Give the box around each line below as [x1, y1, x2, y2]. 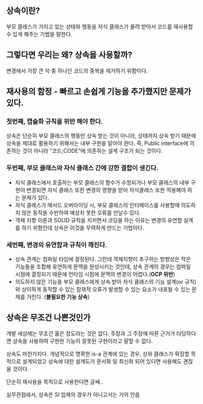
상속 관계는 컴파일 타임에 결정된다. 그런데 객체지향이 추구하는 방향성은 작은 [14, 255, 192, 263]
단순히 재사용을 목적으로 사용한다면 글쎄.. [6, 378, 103, 385]
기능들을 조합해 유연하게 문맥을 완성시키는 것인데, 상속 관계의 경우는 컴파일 [14, 263, 192, 270]
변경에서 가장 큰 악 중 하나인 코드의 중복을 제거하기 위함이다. [6, 67, 148, 74]
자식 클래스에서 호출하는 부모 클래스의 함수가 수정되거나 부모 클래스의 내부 [14, 179, 190, 186]
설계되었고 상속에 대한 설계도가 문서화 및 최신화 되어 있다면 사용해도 [22, 358, 182, 365]
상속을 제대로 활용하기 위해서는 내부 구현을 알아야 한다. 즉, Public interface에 [6, 139, 188, 147]
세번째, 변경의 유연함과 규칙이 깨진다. [6, 240, 108, 249]
